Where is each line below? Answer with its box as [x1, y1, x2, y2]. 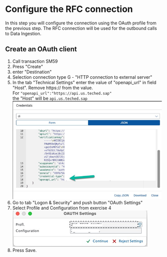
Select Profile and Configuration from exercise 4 [12, 205, 112, 211]
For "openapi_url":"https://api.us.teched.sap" [12, 90, 112, 96]
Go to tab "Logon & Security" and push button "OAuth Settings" [12, 200, 143, 206]
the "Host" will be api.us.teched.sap [12, 95, 88, 101]
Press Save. [12, 248, 37, 254]
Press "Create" [12, 63, 43, 69]
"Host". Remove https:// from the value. [12, 85, 93, 91]
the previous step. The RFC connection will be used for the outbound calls [5, 25, 158, 31]
